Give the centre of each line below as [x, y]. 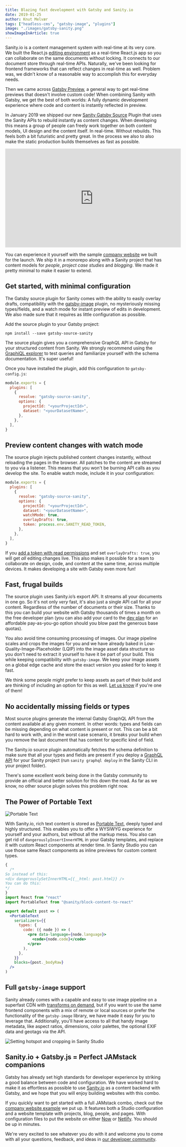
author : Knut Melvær [27, 19]
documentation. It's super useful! [39, 358]
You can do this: [23, 883]
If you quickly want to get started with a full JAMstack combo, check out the [84, 1103]
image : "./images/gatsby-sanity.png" [45, 29]
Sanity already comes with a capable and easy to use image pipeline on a [81, 999]
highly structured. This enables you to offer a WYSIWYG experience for [79, 829]
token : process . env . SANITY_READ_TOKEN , [65, 525]
